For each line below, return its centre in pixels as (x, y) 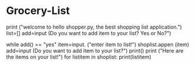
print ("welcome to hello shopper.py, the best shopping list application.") (94, 27)
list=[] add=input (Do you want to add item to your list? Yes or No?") (89, 33)
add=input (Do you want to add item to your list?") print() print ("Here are (95, 50)
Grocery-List (38, 11)
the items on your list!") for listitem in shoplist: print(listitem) (79, 57)
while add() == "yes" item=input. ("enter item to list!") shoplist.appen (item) (98, 44)
